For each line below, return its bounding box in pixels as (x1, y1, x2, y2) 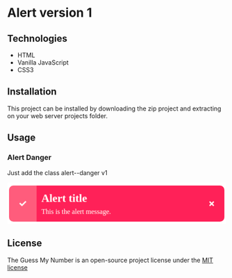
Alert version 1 (7, 5, 92, 21)
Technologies (7, 33, 68, 44)
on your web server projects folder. (7, 111, 108, 120)
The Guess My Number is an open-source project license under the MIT (7, 256, 214, 264)
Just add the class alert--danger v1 (7, 168, 108, 177)
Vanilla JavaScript (17, 58, 69, 67)
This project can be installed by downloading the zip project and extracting (7, 104, 222, 113)
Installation (7, 85, 57, 98)
